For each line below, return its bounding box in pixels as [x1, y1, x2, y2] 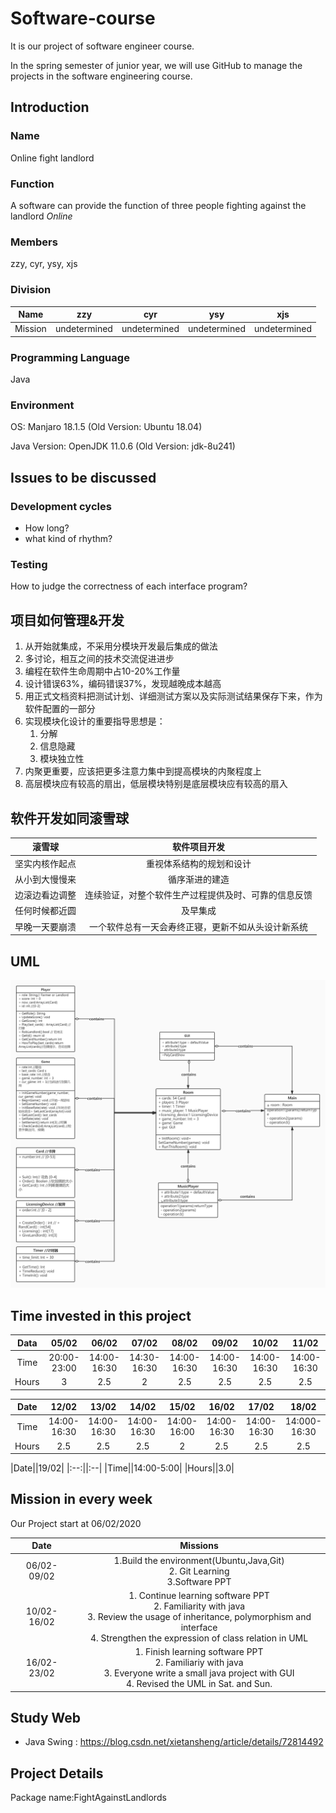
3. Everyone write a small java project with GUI [103, 1667, 295, 1679]
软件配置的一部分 [24, 703, 96, 715]
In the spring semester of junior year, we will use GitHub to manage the [10, 59, 303, 71]
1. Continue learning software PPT [128, 1589, 270, 1601]
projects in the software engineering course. [10, 70, 193, 82]
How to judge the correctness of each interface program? [10, 580, 248, 592]
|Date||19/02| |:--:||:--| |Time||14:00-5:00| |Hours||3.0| [10, 1462, 235, 1474]
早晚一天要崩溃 [14, 920, 77, 932]
